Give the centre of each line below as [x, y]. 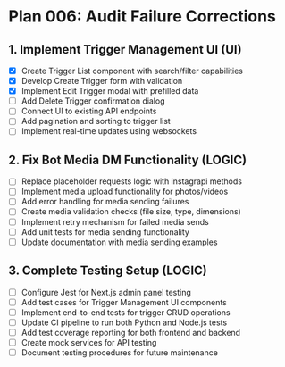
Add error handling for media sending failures [105, 202]
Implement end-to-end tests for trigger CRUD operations [126, 312]
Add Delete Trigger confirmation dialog [93, 101]
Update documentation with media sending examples [119, 242]
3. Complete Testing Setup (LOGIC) [108, 271]
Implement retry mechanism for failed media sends [115, 221]
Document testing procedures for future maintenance [119, 352]
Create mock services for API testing [89, 342]
